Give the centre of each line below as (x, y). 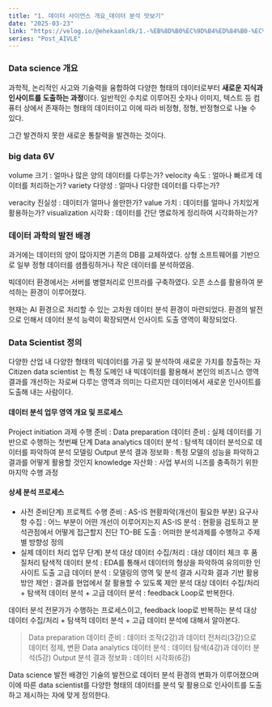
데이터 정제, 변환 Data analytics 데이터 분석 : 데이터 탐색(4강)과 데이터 (140, 647)
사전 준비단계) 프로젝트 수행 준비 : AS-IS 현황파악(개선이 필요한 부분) (128, 512)
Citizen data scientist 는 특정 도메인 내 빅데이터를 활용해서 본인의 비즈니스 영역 (134, 372)
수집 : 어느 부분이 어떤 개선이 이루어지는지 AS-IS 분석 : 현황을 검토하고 (140, 522)
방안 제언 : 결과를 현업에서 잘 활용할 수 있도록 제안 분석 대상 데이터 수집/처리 (140, 582)
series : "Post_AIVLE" (45, 38)
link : (17, 31)
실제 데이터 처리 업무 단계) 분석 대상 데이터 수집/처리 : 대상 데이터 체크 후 (134, 552)
